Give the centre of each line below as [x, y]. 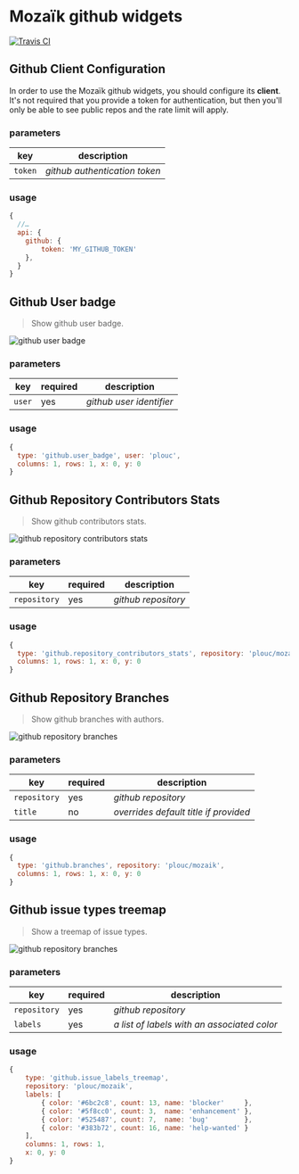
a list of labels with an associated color [196, 1025]
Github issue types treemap [88, 910]
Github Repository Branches [89, 698]
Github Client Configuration [88, 69]
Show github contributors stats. [89, 521]
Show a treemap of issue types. [89, 931]
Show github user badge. [77, 324]
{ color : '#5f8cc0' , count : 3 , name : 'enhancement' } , [147, 1111]
